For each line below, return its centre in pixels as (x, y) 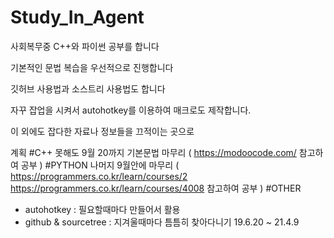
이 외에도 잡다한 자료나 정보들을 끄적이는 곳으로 (102, 131)
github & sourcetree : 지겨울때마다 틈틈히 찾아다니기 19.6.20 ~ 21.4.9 (162, 222)
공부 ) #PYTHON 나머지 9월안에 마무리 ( (100, 165)
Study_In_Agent (77, 17)
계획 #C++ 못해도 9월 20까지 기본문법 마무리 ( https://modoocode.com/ (153, 152)
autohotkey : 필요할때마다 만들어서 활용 (102, 209)
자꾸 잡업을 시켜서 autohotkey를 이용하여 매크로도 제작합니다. (131, 110)
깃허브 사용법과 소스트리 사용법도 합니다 (88, 88)
